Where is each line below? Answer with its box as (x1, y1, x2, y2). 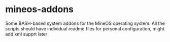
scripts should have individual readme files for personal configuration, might (5, 25, 165, 31)
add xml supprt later (5, 31, 48, 37)
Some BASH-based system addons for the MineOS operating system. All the (5, 20, 165, 26)
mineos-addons (5, 4, 74, 15)
